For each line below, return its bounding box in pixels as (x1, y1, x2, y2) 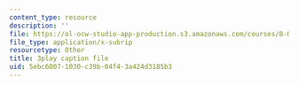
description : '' (9, 21, 69, 30)
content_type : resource (9, 12, 98, 22)
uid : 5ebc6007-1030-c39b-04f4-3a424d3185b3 (9, 63, 173, 72)
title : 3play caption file (9, 54, 109, 63)
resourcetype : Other (9, 46, 86, 55)
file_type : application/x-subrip (9, 37, 133, 47)
